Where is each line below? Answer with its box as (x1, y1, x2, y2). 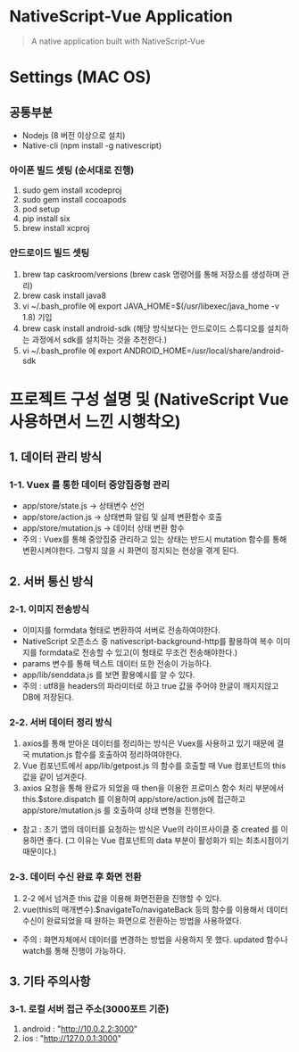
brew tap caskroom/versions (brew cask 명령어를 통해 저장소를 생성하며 (21, 269, 280, 279)
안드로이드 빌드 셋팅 (9, 247, 90, 260)
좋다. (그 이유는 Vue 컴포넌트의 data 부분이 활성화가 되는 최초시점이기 (46, 835, 289, 846)
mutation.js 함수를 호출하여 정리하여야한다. (31, 750, 183, 760)
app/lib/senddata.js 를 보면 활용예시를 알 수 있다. (21, 669, 195, 680)
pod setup (21, 203, 61, 215)
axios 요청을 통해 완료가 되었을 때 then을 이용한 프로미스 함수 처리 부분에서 (21, 783, 284, 793)
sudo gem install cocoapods (21, 195, 127, 205)
